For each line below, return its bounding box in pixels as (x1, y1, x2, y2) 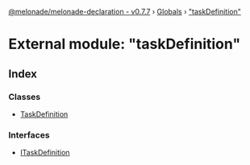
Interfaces (8, 129, 50, 140)
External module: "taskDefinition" (8, 35, 241, 53)
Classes (8, 91, 41, 102)
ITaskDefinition (19, 148, 70, 158)
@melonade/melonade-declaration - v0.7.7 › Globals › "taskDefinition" (8, 7, 242, 16)
